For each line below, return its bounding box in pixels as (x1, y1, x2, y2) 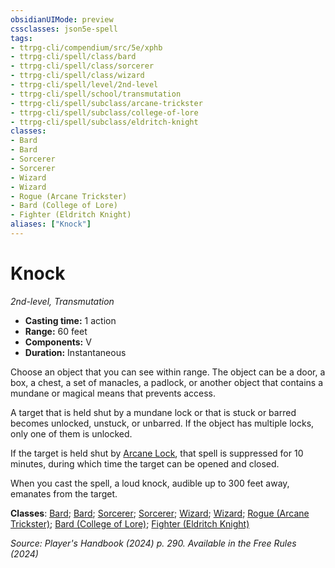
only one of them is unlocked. (10, 427, 133, 440)
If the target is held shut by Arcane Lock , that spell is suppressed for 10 (10, 447, 304, 459)
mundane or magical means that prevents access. (10, 387, 217, 399)
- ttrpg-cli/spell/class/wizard (10, 71, 145, 81)
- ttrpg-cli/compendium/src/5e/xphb (10, 42, 163, 53)
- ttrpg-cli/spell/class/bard (10, 52, 137, 62)
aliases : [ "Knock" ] (10, 219, 92, 230)
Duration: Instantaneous (24, 346, 127, 358)
